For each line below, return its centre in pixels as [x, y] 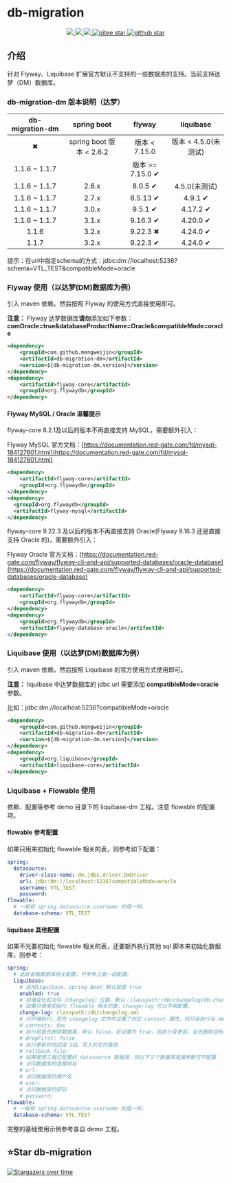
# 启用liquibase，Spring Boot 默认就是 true [81, 987]
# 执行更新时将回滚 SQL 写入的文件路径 [69, 1045]
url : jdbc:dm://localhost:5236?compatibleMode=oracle [98, 881]
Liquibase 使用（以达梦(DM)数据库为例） [76, 653]
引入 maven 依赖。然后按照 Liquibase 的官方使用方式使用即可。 [97, 670]
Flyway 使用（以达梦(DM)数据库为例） [71, 287]
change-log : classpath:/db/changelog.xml [79, 1013]
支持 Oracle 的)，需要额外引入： [53, 540]
